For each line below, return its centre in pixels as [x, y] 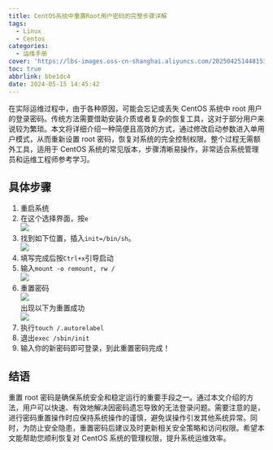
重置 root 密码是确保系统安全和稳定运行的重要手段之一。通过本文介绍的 [128, 398]
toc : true [25, 69]
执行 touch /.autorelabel [62, 328]
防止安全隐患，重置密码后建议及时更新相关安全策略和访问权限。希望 [143, 428]
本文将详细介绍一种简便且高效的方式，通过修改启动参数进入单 [154, 129]
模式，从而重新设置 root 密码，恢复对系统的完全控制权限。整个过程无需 [134, 138]
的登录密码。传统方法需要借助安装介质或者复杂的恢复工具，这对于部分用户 [133, 118]
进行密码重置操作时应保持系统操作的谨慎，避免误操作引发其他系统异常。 [129, 418]
